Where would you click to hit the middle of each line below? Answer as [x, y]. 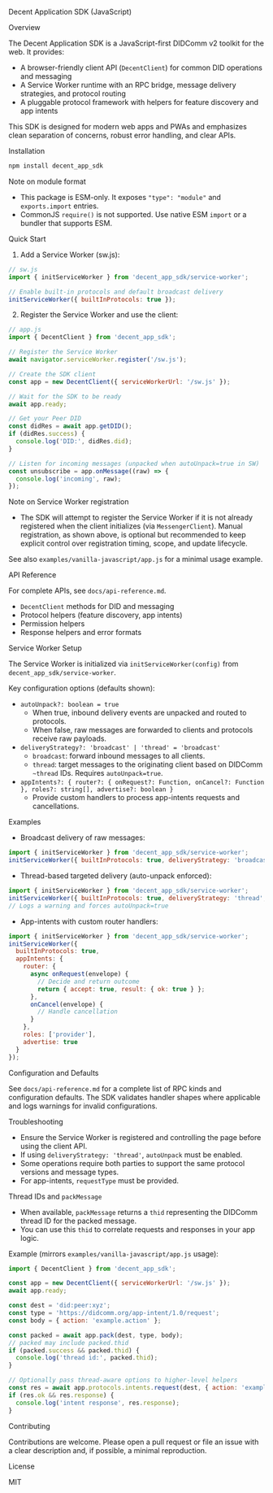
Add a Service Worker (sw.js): [70, 255]
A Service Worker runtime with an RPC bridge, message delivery [128, 85]
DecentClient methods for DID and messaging [97, 607]
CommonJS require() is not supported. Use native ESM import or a [133, 214]
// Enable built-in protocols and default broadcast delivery [116, 292]
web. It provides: [37, 52]
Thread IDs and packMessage [55, 1196]
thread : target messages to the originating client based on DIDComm [147, 764]
